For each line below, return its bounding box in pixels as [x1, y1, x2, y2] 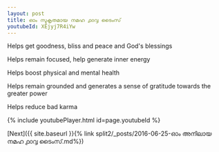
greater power [7, 89, 48, 97]
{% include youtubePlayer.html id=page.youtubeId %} [7, 116, 161, 124]
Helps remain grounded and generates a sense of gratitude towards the [7, 82, 211, 91]
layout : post [7, 10, 45, 17]
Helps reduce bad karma [7, 103, 78, 111]
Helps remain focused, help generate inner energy [7, 55, 151, 64]
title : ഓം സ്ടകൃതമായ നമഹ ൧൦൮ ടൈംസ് [7, 17, 121, 23]
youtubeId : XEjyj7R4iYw [7, 23, 76, 30]
